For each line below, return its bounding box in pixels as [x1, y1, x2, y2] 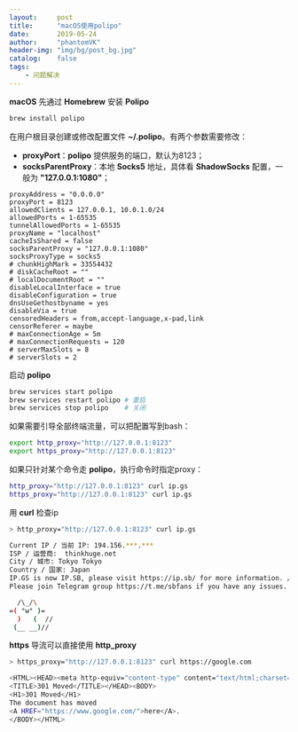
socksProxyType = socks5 [9, 252, 101, 261]
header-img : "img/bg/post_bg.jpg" [9, 46, 137, 55]
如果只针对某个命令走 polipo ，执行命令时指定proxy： [9, 464, 204, 475]
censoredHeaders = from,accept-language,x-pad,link [9, 314, 204, 323]
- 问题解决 [25, 71, 60, 80]
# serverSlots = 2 [9, 352, 77, 362]
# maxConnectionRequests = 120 [9, 337, 125, 346]
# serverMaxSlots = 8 [9, 345, 90, 354]
